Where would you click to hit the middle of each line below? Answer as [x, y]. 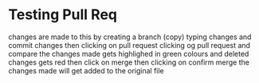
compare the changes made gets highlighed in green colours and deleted [129, 53]
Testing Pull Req [63, 15]
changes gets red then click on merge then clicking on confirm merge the [129, 62]
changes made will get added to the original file [86, 70]
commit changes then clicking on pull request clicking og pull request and [129, 45]
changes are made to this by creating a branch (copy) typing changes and [130, 37]
